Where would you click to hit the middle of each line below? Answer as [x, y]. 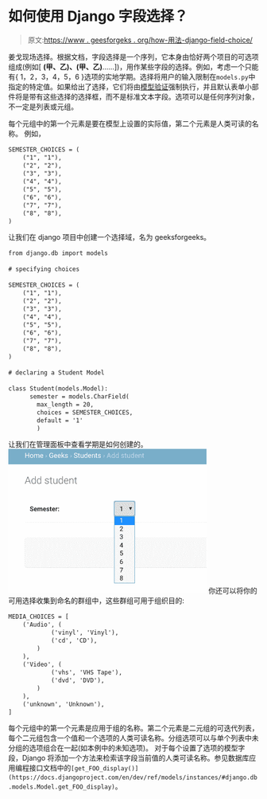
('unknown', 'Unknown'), [64, 704]
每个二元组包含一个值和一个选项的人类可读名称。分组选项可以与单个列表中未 [133, 738]
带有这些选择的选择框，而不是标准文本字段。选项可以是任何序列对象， [144, 96]
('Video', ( [42, 664]
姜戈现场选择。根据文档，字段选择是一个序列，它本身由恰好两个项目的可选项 [133, 57]
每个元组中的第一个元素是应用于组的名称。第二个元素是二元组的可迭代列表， [133, 728]
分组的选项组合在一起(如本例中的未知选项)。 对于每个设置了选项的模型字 [127, 748]
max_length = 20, [65, 404]
